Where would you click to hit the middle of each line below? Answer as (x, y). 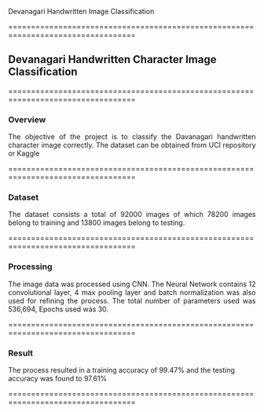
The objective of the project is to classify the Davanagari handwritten (132, 137)
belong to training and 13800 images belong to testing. (97, 223)
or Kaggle (24, 153)
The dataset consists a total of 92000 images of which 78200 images (132, 215)
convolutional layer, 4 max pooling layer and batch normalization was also (132, 292)
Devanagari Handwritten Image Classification (81, 11)
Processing (30, 267)
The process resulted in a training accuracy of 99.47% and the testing (122, 370)
